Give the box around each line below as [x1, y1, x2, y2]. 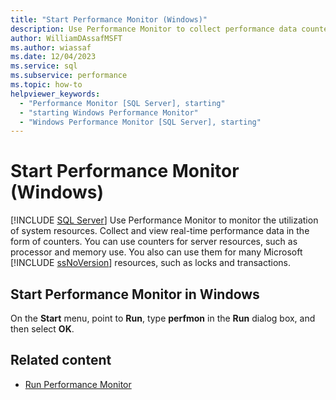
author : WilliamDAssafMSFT [10, 33, 123, 43]
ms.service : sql [10, 61, 78, 71]
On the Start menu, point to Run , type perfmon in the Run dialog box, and [10, 312, 316, 324]
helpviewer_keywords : [10, 89, 101, 99]
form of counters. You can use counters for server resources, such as [10, 236, 298, 248]
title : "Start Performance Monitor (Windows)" [10, 14, 208, 25]
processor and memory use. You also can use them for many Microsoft [10, 246, 303, 258]
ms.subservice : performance [10, 71, 128, 81]
